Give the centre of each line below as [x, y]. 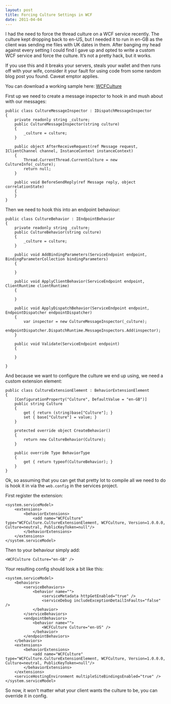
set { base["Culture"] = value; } [60, 417]
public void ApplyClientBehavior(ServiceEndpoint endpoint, [80, 282]
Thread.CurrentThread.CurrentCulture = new [70, 160]
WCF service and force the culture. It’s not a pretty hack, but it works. [79, 56]
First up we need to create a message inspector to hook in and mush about [84, 96]
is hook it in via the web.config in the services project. [62, 486]
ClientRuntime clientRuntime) [38, 286]
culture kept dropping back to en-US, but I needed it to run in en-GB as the [84, 39]
